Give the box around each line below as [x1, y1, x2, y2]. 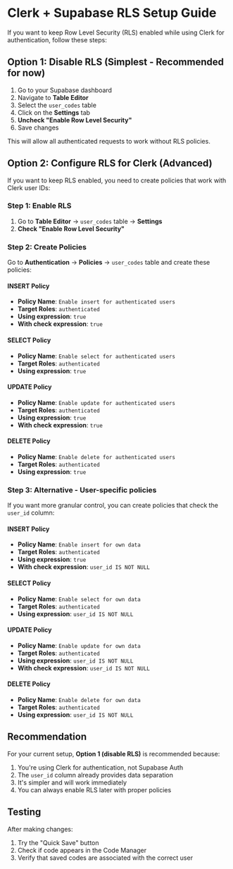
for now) [7, 67, 46, 79]
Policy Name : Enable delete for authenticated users [17, 452, 176, 461]
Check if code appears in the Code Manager [17, 846, 146, 854]
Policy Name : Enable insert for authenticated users [17, 297, 176, 306]
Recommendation [7, 731, 87, 743]
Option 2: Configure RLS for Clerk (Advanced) [7, 157, 213, 170]
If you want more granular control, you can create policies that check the [7, 501, 218, 510]
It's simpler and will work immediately [17, 778, 127, 787]
